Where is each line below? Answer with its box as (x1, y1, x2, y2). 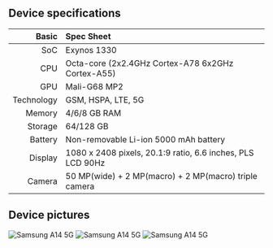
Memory (25, 107, 58, 119)
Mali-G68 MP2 (65, 80, 123, 92)
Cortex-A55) (65, 67, 116, 79)
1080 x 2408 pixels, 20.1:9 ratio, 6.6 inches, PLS (65, 146, 254, 158)
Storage (27, 120, 58, 132)
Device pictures (8, 208, 90, 222)
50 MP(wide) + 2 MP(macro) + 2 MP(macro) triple (65, 170, 258, 181)
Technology (12, 94, 58, 105)
